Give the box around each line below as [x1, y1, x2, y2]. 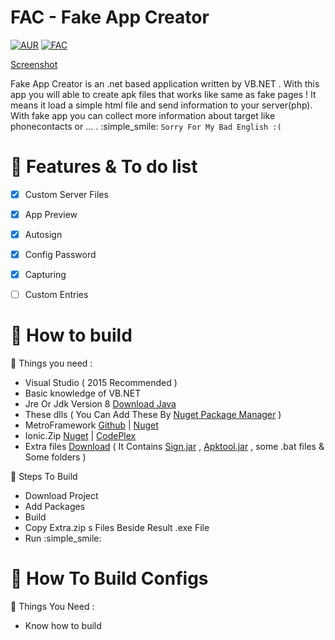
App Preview [24, 208, 78, 220]
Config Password [24, 249, 97, 261]
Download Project [24, 490, 99, 502]
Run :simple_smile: [24, 532, 102, 545]
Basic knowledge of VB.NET [24, 387, 142, 400]
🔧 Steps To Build [10, 471, 78, 483]
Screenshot [10, 58, 58, 70]
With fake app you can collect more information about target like [10, 109, 276, 121]
